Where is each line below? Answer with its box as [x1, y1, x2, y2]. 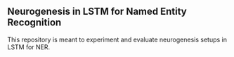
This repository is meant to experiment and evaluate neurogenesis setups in [7, 35, 227, 44]
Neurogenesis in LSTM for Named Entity [7, 6, 188, 18]
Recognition [7, 17, 62, 29]
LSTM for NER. [7, 42, 51, 51]
